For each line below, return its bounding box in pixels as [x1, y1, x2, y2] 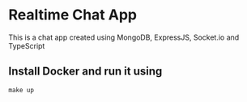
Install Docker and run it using [8, 65, 163, 79]
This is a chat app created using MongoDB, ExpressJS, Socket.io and [8, 32, 240, 42]
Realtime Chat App [8, 6, 138, 24]
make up [8, 86, 35, 94]
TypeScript [8, 40, 45, 50]
